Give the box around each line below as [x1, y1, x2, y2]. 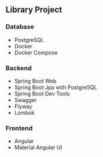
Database [5, 23, 34, 31]
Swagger [14, 96, 37, 103]
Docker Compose [14, 49, 58, 56]
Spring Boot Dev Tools [14, 90, 70, 97]
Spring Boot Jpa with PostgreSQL [14, 84, 98, 91]
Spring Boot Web [14, 77, 57, 84]
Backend [5, 64, 32, 72]
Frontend [5, 124, 33, 132]
